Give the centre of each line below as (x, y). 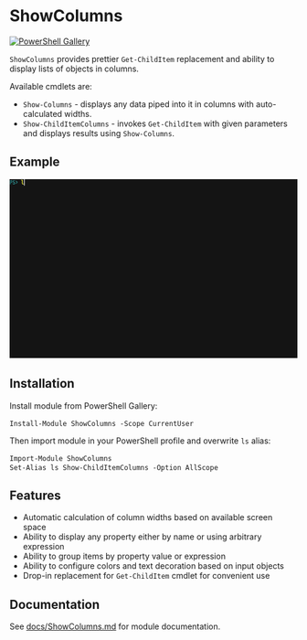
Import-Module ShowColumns (61, 458)
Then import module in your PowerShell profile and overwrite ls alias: (140, 441)
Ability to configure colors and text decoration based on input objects (153, 566)
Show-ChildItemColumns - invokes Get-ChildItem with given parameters (155, 123)
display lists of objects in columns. (74, 69)
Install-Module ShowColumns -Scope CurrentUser (102, 423)
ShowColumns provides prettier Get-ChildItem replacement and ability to (142, 59)
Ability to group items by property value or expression (124, 556)
